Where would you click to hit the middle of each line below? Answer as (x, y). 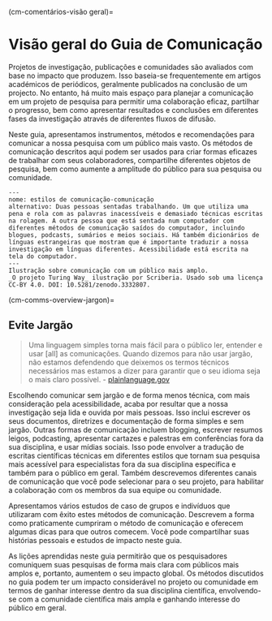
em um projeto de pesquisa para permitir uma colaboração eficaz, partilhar (134, 101)
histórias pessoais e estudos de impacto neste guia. (95, 540)
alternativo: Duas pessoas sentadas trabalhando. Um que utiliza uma (129, 206)
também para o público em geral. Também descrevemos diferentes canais (133, 472)
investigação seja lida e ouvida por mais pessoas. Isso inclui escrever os (130, 412)
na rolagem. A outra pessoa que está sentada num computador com (121, 221)
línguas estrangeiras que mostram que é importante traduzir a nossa (129, 242)
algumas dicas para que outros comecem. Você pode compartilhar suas (129, 532)
